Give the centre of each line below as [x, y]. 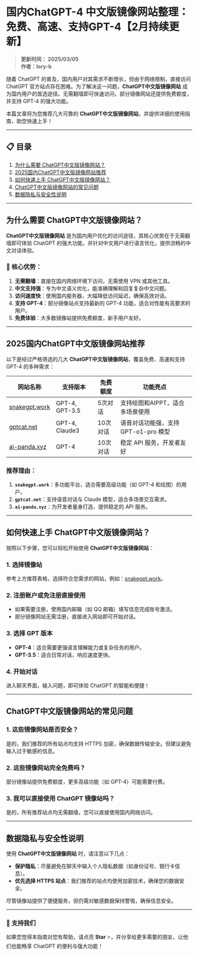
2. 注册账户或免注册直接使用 [46, 595]
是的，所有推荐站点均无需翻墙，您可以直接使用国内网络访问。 [81, 812]
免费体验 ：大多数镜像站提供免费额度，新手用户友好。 [79, 318]
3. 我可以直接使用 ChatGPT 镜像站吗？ [60, 798]
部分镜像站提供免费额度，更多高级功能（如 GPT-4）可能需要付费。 [87, 782]
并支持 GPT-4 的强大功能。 [39, 101]
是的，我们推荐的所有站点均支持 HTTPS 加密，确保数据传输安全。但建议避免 [99, 743]
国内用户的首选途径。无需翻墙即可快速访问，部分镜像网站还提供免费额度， [101, 93]
